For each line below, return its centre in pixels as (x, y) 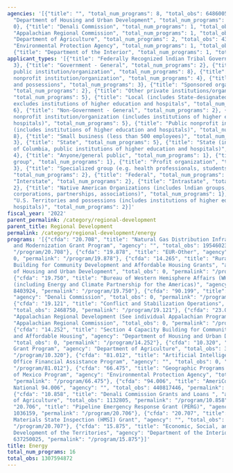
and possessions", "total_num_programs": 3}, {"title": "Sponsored (113, 85)
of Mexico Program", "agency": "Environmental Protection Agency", (113, 375)
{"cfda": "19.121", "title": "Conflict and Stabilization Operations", (119, 304)
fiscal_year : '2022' (37, 214)
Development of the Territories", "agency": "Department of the (108, 433)
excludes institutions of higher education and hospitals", (102, 104)
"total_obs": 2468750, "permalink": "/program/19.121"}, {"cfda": (111, 310)
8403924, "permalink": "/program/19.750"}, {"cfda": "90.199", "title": (121, 291)
